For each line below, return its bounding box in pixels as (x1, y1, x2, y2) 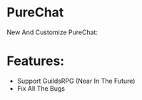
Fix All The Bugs (16, 84, 66, 93)
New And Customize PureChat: (6, 28, 98, 36)
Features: (6, 53, 65, 69)
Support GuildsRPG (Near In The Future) (16, 76, 136, 85)
